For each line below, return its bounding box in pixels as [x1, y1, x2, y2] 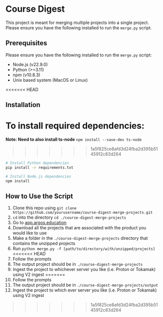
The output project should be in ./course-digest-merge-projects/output [12, 282, 158, 288]
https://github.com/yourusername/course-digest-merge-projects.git [12, 210, 153, 215]
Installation [5, 101, 41, 109]
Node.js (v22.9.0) [12, 61, 48, 67]
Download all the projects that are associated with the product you [12, 225, 146, 231]
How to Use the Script [5, 192, 73, 200]
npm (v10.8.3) [12, 72, 41, 78]
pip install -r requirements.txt [5, 165, 74, 170]
